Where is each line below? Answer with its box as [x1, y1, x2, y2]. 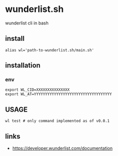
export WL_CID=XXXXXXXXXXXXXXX [5, 87, 70, 93]
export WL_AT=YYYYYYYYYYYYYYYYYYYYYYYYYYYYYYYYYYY [5, 92, 112, 97]
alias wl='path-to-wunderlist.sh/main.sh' [5, 47, 94, 53]
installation [5, 61, 41, 70]
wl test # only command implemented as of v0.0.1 [5, 119, 110, 124]
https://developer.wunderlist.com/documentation [12, 146, 113, 152]
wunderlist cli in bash [5, 20, 49, 26]
